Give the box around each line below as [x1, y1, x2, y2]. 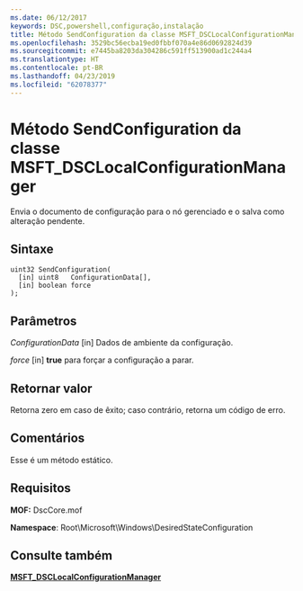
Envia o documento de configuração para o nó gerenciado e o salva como [10, 206, 285, 217]
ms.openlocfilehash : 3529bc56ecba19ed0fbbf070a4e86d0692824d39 [10, 38, 253, 48]
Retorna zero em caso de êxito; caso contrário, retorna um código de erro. [10, 405, 286, 415]
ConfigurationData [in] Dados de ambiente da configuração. [10, 337, 234, 348]
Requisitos [10, 480, 71, 496]
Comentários [10, 431, 85, 446]
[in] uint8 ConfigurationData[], [18, 273, 152, 282]
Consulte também [10, 548, 113, 563]
